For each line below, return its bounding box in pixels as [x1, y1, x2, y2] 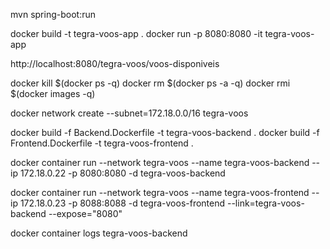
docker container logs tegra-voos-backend [10, 227, 188, 239]
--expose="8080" [48, 208, 123, 219]
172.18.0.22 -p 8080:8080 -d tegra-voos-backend [19, 167, 226, 179]
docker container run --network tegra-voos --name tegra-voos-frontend [10, 187, 310, 198]
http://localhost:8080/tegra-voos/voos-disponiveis [10, 58, 220, 69]
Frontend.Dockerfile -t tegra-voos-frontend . [10, 137, 194, 149]
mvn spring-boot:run [10, 9, 96, 20]
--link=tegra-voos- [226, 197, 305, 209]
